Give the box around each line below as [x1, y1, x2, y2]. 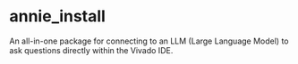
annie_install [9, 6, 106, 27]
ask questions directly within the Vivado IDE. [9, 44, 174, 55]
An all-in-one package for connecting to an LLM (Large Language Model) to [9, 36, 289, 46]
